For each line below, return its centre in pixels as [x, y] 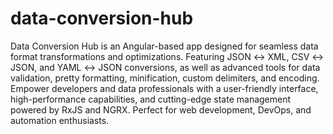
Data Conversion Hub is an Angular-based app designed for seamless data [164, 46]
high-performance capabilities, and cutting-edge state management [151, 99]
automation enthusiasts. [60, 120]
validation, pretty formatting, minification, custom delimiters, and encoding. [165, 78]
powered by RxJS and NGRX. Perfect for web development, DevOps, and [161, 109]
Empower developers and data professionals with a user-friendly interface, [164, 88]
